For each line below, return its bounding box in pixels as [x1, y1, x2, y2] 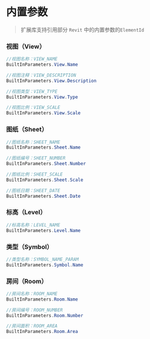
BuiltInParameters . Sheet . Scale [6, 177, 84, 183]
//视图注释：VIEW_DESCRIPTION [6, 72, 76, 78]
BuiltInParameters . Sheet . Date [6, 193, 81, 199]
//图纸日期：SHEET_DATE [6, 188, 60, 193]
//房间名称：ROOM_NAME [6, 290, 58, 296]
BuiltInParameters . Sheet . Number [6, 161, 86, 167]
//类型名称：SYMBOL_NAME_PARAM [6, 256, 79, 262]
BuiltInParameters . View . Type [6, 94, 78, 100]
